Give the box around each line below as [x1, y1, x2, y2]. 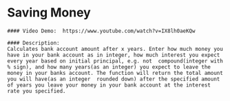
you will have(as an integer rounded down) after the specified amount [7, 76, 220, 82]
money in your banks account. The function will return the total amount [7, 69, 224, 76]
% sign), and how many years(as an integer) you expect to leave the [7, 63, 211, 70]
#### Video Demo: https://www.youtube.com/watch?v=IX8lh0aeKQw [7, 27, 196, 34]
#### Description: [7, 39, 60, 46]
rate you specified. [7, 87, 67, 94]
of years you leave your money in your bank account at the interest [7, 81, 211, 89]
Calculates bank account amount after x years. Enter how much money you [7, 45, 224, 52]
